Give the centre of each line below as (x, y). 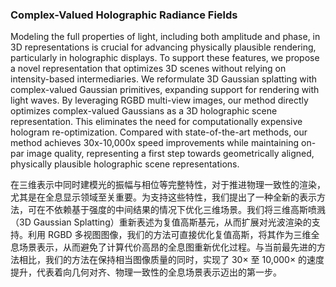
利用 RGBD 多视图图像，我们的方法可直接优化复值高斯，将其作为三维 (169, 235)
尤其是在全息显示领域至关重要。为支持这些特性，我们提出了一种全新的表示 (163, 197)
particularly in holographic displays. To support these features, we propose (165, 58)
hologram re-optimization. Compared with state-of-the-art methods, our (159, 132)
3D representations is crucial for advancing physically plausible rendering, (163, 47)
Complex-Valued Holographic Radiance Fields (124, 15)
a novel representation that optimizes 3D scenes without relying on (148, 69)
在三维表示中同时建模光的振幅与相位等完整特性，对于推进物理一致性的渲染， (168, 185)
